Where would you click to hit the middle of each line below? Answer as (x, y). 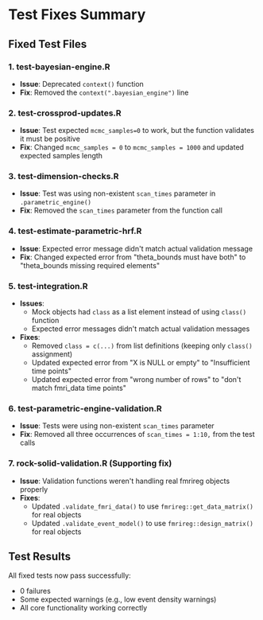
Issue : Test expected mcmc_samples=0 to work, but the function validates (137, 131)
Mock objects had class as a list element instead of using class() (139, 312)
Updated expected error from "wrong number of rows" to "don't (136, 380)
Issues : (32, 303)
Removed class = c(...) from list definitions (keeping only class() (142, 346)
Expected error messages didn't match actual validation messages (141, 329)
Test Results (40, 557)
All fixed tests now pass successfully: (70, 575)
